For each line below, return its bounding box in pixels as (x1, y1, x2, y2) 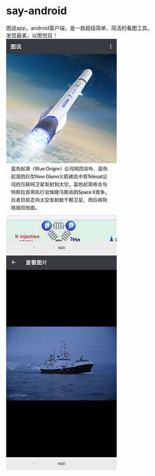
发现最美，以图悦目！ (6, 31, 58, 39)
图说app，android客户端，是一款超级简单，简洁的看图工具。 (6, 24, 153, 31)
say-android (6, 4, 67, 18)
